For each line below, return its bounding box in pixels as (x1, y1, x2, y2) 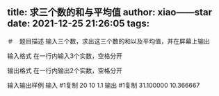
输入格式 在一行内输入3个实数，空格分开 (7, 51, 123, 60)
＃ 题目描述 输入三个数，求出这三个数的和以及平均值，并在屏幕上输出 (7, 37, 210, 45)
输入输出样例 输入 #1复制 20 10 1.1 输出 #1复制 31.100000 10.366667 (7, 81, 200, 89)
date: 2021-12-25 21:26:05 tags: (7, 18, 150, 30)
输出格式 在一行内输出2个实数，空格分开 (7, 66, 123, 75)
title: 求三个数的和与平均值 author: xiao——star (7, 6, 213, 19)
